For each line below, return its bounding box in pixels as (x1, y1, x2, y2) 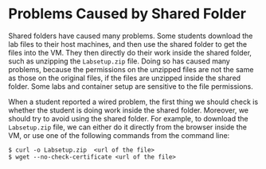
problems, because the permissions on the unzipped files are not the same (8, 64, 254, 74)
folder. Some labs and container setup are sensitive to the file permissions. (8, 81, 253, 91)
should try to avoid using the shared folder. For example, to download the (8, 113, 248, 123)
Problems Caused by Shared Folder (8, 5, 247, 23)
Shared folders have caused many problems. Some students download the (8, 31, 253, 40)
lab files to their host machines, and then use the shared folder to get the (8, 39, 248, 48)
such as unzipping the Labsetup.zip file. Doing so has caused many (8, 56, 231, 66)
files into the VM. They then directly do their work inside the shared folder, (8, 48, 252, 57)
